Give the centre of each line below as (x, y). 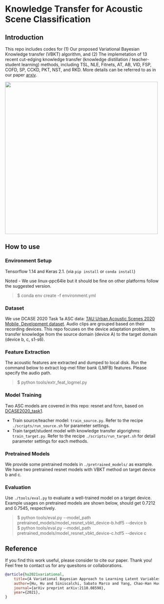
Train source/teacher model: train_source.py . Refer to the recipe (77, 420)
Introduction (24, 37)
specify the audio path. (28, 373)
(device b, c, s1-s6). (25, 339)
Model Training (23, 395)
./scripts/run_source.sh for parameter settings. (61, 426)
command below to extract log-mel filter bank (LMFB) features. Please (76, 368)
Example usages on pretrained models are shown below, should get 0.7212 (80, 503)
